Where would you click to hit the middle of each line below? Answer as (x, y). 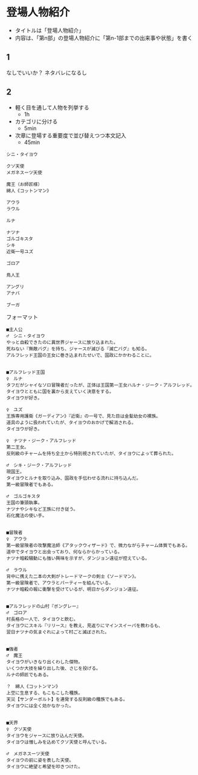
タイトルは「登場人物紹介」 (49, 30)
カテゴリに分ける (36, 121)
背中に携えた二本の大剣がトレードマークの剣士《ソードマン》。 (72, 576)
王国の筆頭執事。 (24, 503)
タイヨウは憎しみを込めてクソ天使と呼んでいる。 (58, 742)
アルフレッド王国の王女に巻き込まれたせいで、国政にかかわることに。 (80, 355)
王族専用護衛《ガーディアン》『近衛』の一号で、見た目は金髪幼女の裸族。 (84, 416)
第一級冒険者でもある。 (31, 485)
